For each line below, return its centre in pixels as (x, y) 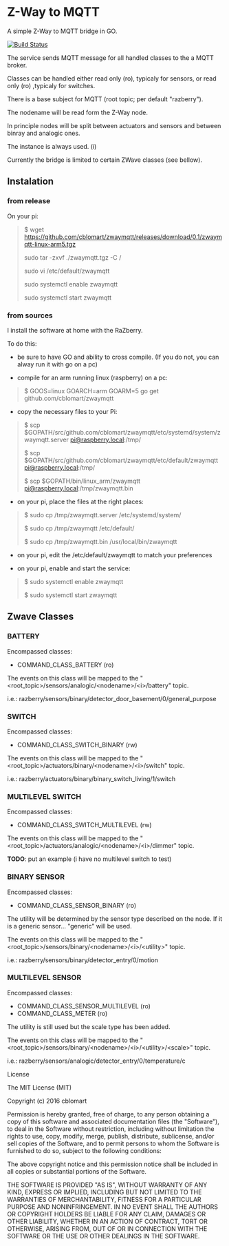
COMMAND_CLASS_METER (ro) (62, 1013)
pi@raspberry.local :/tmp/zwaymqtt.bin (79, 488)
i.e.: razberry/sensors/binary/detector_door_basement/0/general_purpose (112, 698)
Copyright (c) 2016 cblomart (47, 1101)
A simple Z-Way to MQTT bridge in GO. (62, 31)
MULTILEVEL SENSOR (44, 977)
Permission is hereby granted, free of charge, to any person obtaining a (108, 1114)
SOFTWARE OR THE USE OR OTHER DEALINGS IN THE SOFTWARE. (103, 1236)
